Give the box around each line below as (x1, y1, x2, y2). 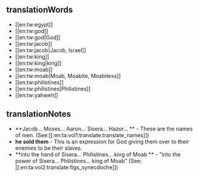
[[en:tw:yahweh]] (15, 91, 59, 98)
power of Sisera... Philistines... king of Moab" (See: (15, 157, 142, 164)
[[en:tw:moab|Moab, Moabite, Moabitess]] (15, 72, 121, 79)
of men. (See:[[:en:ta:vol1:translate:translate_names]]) (15, 131, 149, 138)
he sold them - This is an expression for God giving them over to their (15, 138, 189, 145)
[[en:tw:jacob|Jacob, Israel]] (15, 47, 86, 54)
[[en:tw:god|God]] (15, 33, 60, 41)
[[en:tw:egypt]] (15, 21, 53, 28)
